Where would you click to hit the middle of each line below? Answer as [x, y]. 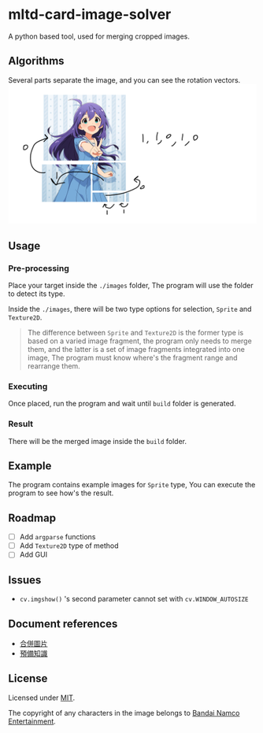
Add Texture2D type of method [69, 546]
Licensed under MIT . [42, 698]
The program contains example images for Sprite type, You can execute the [132, 485]
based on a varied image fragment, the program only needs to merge [139, 341]
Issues [25, 580]
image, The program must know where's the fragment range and [132, 357]
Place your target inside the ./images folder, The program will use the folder [131, 285]
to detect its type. [37, 294]
